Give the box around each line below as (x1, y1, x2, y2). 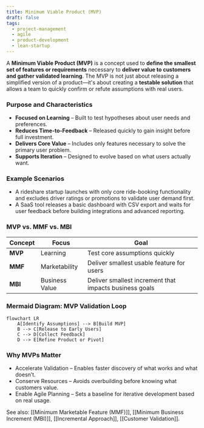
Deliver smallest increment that (87, 276, 176, 284)
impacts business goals (87, 284, 155, 292)
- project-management (12, 25, 67, 32)
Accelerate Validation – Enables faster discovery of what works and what (15, 365, 198, 372)
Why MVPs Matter (6, 350, 62, 359)
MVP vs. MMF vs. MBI (6, 223, 72, 231)
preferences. (15, 121, 47, 128)
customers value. (15, 384, 59, 392)
